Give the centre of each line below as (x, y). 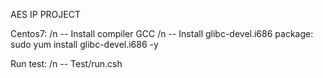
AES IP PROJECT (45, 14)
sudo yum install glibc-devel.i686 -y (84, 44)
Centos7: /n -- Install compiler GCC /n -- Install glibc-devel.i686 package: (162, 33)
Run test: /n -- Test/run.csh (66, 63)
